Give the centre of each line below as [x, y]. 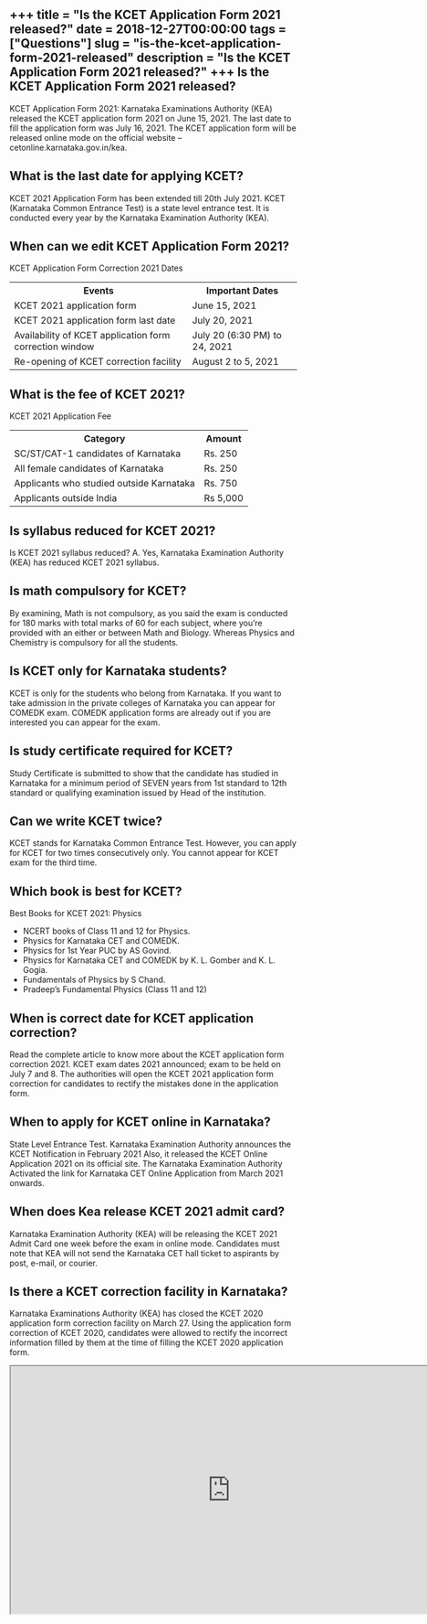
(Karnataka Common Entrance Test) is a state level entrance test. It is [140, 208]
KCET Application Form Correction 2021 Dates [96, 268]
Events [99, 291]
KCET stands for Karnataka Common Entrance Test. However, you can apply [153, 843]
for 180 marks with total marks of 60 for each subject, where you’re [136, 623]
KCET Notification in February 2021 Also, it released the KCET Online [139, 1154]
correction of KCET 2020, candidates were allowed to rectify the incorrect [149, 1333]
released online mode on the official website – [96, 137]
